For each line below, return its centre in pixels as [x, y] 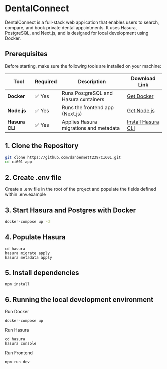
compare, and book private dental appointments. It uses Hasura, [71, 27]
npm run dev [17, 362]
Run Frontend [19, 353]
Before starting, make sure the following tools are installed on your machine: [83, 66]
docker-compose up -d [28, 222]
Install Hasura [143, 122]
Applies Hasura [80, 122]
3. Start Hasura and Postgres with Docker [71, 210]
